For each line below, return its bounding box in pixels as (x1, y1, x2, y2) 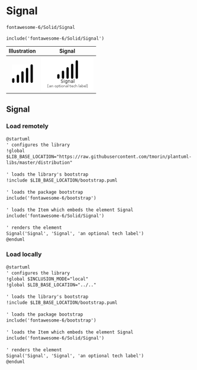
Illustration (8, 47, 37, 54)
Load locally (6, 250, 42, 258)
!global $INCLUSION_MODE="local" (6, 276, 89, 282)
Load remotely (6, 122, 49, 130)
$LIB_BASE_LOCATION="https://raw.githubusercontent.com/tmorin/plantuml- (6, 154, 192, 160)
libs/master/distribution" (6, 160, 73, 165)
